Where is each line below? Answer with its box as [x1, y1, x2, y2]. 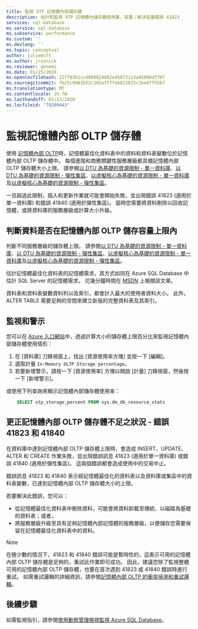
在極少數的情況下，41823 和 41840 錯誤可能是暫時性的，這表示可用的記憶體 [6, 550, 191, 558]
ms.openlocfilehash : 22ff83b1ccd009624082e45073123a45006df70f [6, 74, 165, 80]
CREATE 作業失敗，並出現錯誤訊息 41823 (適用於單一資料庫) [30, 452, 177, 459]
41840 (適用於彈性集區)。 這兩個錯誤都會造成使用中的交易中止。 [12, 459, 170, 467]
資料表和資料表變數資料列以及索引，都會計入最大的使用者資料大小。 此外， [6, 290, 189, 297]
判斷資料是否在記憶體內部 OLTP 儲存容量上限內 [6, 226, 177, 236]
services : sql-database [6, 19, 65, 25]
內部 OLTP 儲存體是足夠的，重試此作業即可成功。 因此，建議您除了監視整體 [6, 558, 190, 565]
